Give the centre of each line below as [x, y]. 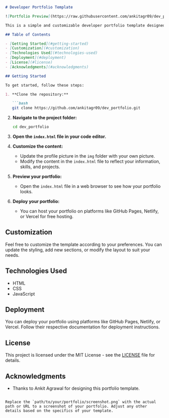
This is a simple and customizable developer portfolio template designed [85, 25]
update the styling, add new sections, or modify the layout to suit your [78, 250]
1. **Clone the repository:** [37, 94]
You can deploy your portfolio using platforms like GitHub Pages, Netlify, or [83, 322]
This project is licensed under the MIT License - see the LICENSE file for [80, 355]
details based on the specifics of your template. [59, 411]
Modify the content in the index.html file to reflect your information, [90, 161]
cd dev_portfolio [31, 127]
